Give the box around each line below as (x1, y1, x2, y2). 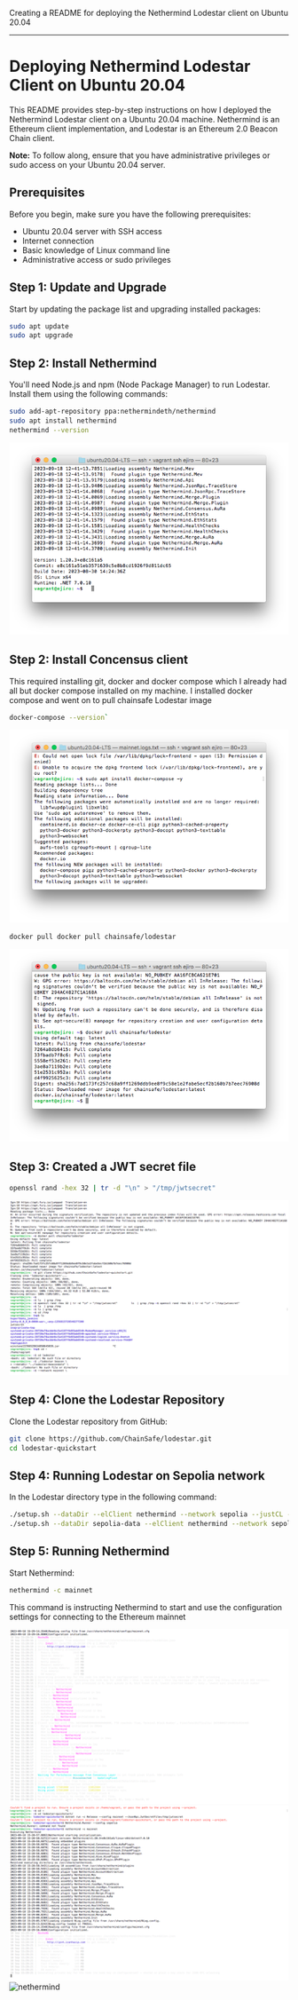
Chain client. (9, 132, 55, 143)
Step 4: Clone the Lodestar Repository (9, 1393, 225, 1408)
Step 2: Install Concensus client (9, 652, 189, 668)
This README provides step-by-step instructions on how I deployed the (9, 104, 272, 115)
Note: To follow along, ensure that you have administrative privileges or (9, 150, 271, 161)
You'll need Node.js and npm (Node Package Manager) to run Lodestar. (9, 379, 271, 390)
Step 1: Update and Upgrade (9, 280, 167, 296)
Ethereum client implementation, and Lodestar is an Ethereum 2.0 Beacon (9, 123, 278, 134)
